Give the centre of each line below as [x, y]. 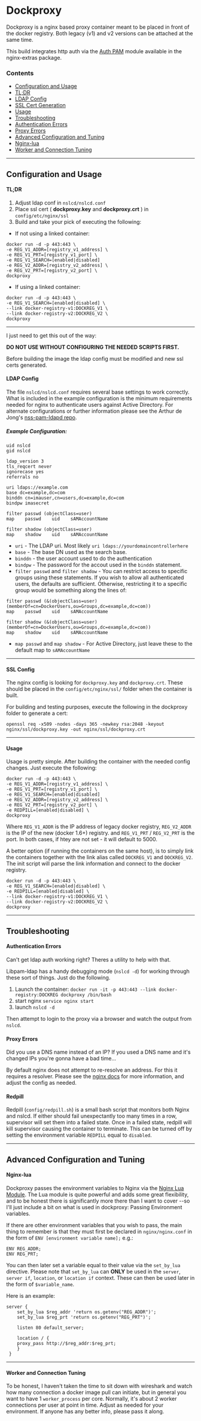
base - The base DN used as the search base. [71, 552]
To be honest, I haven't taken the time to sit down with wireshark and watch [99, 1386]
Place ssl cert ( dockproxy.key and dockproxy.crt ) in [82, 209]
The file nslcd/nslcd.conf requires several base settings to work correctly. [98, 392]
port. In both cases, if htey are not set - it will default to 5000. [82, 839]
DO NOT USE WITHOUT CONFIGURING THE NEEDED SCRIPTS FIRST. [93, 347]
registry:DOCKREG [36, 995]
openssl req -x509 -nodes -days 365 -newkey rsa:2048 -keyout [85, 725]
